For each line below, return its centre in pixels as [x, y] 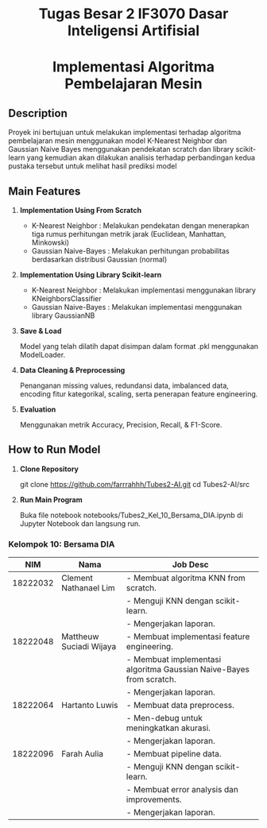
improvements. [154, 799]
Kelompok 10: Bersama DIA [62, 544]
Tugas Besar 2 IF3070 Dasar [133, 14]
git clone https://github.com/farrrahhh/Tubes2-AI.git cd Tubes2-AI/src [135, 484]
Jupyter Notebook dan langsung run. [80, 523]
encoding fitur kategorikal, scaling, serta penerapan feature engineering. [139, 394]
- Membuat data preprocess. [180, 706]
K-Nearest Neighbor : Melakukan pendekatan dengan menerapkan [140, 226]
